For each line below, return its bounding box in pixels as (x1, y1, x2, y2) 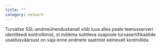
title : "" (5, 7, 26, 13)
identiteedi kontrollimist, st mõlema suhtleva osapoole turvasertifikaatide (5, 31, 156, 37)
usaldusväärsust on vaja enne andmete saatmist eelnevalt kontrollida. (5, 36, 150, 43)
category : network (5, 12, 44, 17)
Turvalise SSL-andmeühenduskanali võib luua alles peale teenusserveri (5, 26, 153, 32)
